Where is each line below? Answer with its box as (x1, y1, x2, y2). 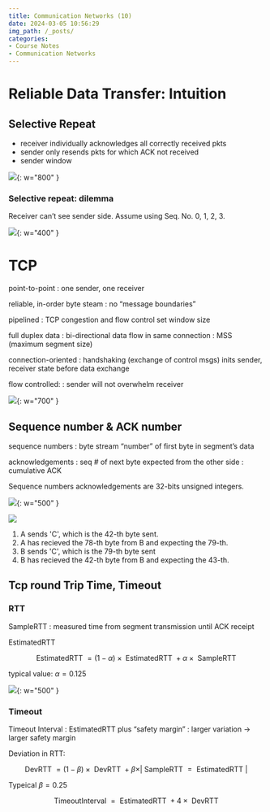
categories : (8, 34, 49, 43)
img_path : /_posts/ (8, 27, 75, 35)
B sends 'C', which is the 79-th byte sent (19, 546, 156, 557)
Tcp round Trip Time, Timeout (8, 579, 162, 593)
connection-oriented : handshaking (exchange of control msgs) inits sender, (8, 355, 263, 365)
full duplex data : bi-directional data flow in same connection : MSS (8, 331, 233, 341)
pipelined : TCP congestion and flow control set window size (8, 315, 211, 325)
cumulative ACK (8, 466, 62, 475)
